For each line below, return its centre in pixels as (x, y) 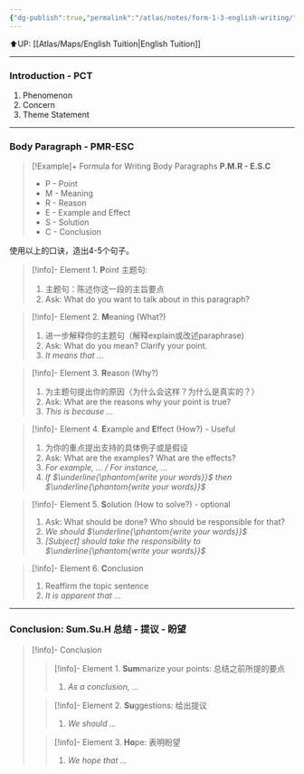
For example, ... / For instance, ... (106, 468)
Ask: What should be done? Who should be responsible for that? (165, 522)
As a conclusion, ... (103, 686)
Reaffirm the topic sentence (97, 586)
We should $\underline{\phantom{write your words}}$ (146, 532)
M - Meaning (69, 193)
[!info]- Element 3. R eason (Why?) (95, 373)
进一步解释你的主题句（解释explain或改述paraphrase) (144, 335)
